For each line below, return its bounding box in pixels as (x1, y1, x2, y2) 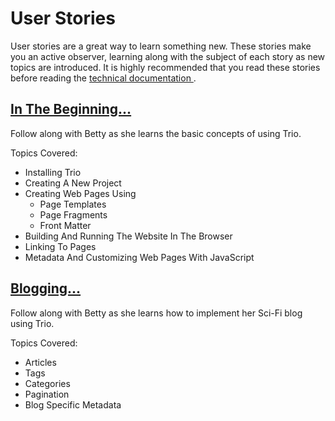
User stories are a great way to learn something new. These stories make (10, 40, 312, 52)
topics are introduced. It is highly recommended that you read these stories (10, 61, 321, 73)
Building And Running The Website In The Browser (24, 230, 233, 242)
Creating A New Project (24, 177, 122, 189)
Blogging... (10, 280, 82, 297)
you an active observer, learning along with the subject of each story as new (10, 50, 326, 62)
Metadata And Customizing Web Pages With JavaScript (24, 251, 255, 263)
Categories (24, 377, 71, 389)
